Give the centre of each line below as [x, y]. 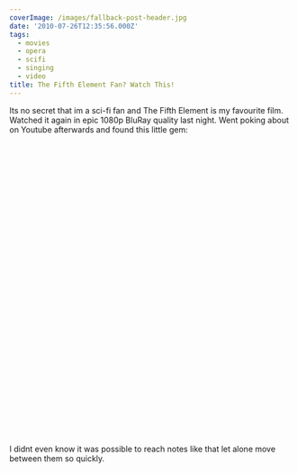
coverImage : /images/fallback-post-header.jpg [98, 18]
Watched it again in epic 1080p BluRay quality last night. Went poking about [149, 120]
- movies [34, 43]
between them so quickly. [57, 458]
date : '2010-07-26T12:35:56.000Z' [74, 26]
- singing [36, 68]
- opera [32, 51]
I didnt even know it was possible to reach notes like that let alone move [143, 449]
